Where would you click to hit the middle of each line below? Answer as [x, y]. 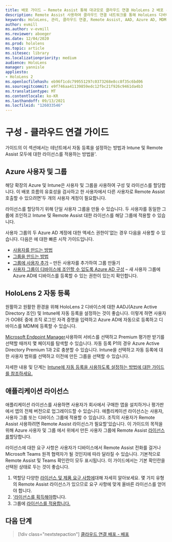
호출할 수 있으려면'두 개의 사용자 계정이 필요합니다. [56, 198]
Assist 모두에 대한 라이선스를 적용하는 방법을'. [51, 154]
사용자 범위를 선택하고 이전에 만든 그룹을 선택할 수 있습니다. [70, 356]
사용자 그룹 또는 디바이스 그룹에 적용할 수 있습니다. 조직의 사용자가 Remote [80, 417]
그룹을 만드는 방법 [30, 256]
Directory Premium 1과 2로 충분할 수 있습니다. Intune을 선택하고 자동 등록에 [81, 350]
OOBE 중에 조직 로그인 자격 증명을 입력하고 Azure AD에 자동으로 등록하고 [84, 319]
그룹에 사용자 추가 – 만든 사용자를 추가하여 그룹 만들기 [66, 263]
